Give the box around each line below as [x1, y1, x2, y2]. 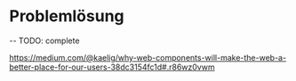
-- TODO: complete [9, 35, 80, 46]
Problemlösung [9, 6, 124, 26]
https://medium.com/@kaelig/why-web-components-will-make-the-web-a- [9, 52, 287, 63]
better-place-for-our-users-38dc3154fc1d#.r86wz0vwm [9, 62, 215, 72]
